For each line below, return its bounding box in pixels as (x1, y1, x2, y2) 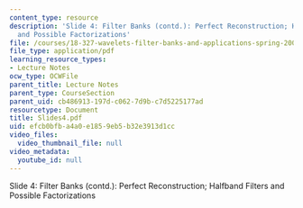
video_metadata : (9, 147, 70, 156)
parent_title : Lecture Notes (9, 80, 119, 89)
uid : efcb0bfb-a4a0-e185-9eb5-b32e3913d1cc (9, 122, 176, 131)
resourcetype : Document (9, 105, 99, 114)
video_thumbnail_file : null (17, 139, 124, 148)
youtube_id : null (17, 155, 83, 165)
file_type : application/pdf (9, 47, 115, 56)
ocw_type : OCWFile (9, 72, 78, 81)
